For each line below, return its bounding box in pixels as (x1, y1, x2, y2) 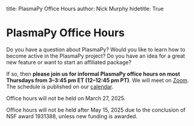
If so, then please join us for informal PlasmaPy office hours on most (6, 70, 181, 77)
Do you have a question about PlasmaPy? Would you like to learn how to (6, 46, 186, 53)
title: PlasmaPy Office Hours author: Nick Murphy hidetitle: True (6, 5, 164, 12)
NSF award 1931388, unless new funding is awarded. (6, 112, 137, 119)
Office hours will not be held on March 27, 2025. (6, 94, 126, 101)
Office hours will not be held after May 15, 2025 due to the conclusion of (6, 106, 186, 113)
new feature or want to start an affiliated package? (6, 58, 131, 65)
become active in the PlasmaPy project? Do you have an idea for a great (6, 52, 186, 59)
